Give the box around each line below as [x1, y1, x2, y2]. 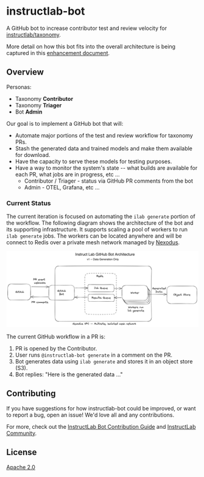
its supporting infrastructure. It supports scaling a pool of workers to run [6, 226, 188, 233]
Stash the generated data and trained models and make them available [15, 145, 193, 152]
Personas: [6, 83, 32, 90]
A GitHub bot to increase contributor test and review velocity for [6, 24, 167, 32]
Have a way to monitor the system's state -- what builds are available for [15, 164, 198, 172]
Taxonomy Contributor [15, 95, 74, 102]
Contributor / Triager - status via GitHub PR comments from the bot [24, 177, 194, 184]
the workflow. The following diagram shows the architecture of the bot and [6, 219, 194, 227]
